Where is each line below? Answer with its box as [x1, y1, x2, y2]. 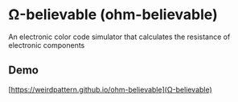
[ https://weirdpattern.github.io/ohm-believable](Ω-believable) [8, 84, 213, 94]
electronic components [8, 40, 85, 49]
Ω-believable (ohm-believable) [8, 6, 219, 24]
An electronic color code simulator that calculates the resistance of [8, 32, 231, 41]
